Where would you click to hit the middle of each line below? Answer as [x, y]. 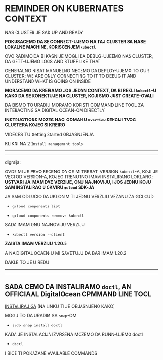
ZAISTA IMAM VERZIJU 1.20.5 [36, 243]
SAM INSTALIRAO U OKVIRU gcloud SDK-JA [50, 187]
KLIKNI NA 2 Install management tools [44, 143]
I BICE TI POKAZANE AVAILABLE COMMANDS [51, 353]
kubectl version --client [38, 234]
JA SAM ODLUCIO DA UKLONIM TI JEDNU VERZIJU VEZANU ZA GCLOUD [79, 196]
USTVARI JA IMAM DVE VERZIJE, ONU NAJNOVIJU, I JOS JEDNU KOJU [78, 182]
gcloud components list [36, 206]
